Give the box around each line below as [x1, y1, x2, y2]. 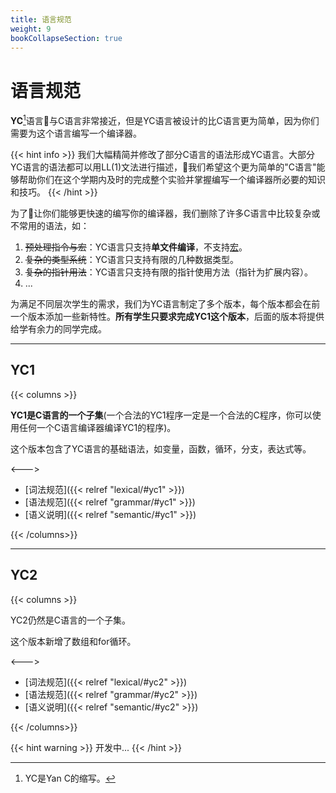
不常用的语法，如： [10, 219, 90, 231]
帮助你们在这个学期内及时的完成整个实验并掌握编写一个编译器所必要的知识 [18, 173, 326, 185]
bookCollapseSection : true [10, 33, 123, 43]
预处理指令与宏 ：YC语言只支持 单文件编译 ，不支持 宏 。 [24, 241, 248, 253]
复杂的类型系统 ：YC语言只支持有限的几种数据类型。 [24, 253, 240, 265]
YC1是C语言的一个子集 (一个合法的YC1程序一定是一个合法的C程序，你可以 [10, 409, 313, 421]
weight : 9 [10, 24, 52, 34]
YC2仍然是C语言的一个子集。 [10, 614, 132, 626]
